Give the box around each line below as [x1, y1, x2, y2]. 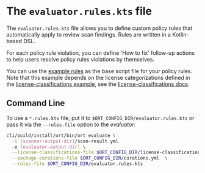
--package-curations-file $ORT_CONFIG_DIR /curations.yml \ [12, 155, 168, 161]
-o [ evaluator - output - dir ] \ [12, 144, 86, 150]
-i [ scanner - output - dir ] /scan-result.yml [12, 138, 119, 144]
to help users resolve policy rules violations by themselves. [6, 55, 154, 63]
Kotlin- [172, 30, 189, 38]
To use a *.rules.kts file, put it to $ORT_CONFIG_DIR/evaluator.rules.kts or [6, 114, 195, 121]
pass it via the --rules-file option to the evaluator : [6, 121, 136, 128]
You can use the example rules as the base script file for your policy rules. [6, 67, 193, 74]
